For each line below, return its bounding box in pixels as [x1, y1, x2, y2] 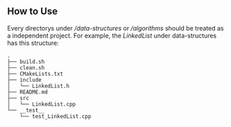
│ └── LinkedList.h [7, 83, 70, 90]
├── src [7, 94, 30, 101]
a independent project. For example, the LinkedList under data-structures [7, 31, 217, 40]
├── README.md [7, 88, 49, 96]
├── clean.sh [7, 64, 45, 71]
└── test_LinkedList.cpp [19, 112, 92, 120]
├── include [7, 76, 42, 83]
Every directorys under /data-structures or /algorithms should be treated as [7, 24, 224, 32]
